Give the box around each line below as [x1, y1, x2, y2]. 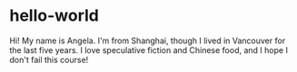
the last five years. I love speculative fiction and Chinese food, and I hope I [9, 44, 289, 55]
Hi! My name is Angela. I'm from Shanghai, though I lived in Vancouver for [9, 35, 286, 46]
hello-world [9, 5, 100, 26]
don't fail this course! [9, 54, 89, 65]
